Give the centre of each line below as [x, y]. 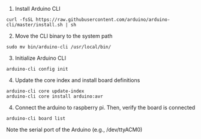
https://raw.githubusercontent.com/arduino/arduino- [103, 20]
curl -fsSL [20, 20]
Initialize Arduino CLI [40, 58]
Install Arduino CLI [37, 9]
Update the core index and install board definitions [77, 80]
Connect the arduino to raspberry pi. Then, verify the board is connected [105, 108]
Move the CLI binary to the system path [64, 36]
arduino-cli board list [36, 119]
